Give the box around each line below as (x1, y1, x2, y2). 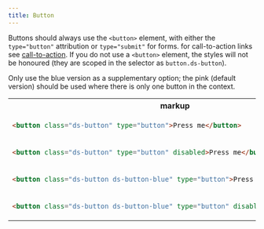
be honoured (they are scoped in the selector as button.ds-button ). (8, 58, 227, 67)
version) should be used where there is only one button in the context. (8, 82, 236, 91)
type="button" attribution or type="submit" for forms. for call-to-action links (8, 41, 253, 51)
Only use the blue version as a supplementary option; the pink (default (8, 73, 236, 82)
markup (159, 100, 190, 111)
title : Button (8, 11, 55, 20)
